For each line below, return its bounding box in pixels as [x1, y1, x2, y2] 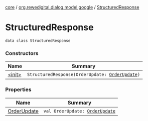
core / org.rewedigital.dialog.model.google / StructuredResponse [5, 4, 139, 10]
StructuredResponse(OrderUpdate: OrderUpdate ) [27, 72, 140, 77]
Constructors [5, 49, 39, 56]
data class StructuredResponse [5, 38, 71, 43]
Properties [5, 86, 32, 93]
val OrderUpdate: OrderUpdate [43, 108, 116, 114]
